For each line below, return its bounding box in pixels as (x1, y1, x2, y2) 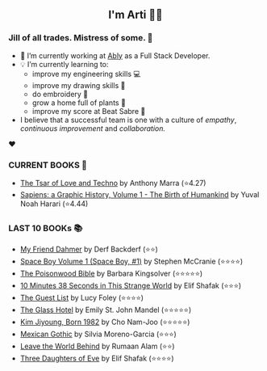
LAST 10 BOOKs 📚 (8, 222, 83, 234)
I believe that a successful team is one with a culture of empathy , (19, 115, 237, 124)
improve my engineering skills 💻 (31, 69, 141, 78)
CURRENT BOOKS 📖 (8, 159, 87, 171)
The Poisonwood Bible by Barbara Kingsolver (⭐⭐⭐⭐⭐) (19, 268, 203, 279)
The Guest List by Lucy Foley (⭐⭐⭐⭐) (19, 293, 144, 303)
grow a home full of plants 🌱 (31, 98, 127, 108)
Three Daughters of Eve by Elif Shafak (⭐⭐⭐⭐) (19, 353, 174, 364)
